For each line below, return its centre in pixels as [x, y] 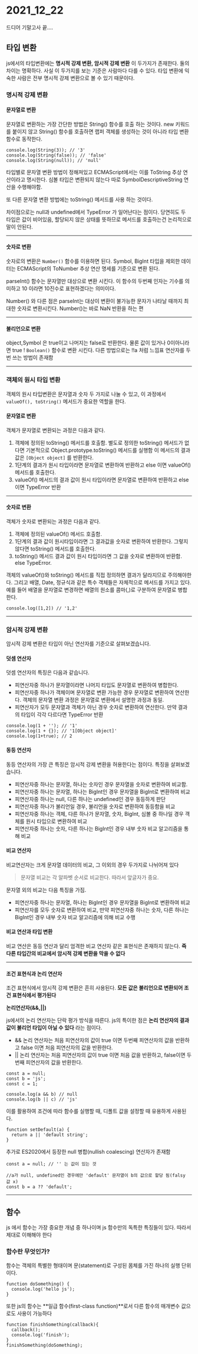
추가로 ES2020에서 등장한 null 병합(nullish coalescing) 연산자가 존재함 [88, 1152]
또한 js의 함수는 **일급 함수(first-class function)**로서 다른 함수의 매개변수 [93, 1306]
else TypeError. [33, 562]
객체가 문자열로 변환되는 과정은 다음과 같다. [56, 430]
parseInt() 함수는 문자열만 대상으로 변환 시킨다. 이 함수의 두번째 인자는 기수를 [95, 281]
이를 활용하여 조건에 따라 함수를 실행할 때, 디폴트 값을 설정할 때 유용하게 [88, 1111]
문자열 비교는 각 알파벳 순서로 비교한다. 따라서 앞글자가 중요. [90, 877]
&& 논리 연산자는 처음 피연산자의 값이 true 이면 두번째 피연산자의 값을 [94, 1040]
